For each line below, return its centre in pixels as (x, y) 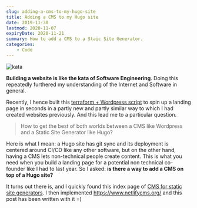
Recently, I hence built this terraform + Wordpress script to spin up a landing (98, 102)
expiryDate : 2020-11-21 (35, 34)
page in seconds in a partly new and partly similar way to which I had (90, 108)
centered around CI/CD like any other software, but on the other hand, (91, 150)
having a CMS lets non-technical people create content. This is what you (94, 156)
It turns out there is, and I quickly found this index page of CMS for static (94, 186)
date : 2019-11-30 (27, 22)
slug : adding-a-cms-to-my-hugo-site (51, 11)
